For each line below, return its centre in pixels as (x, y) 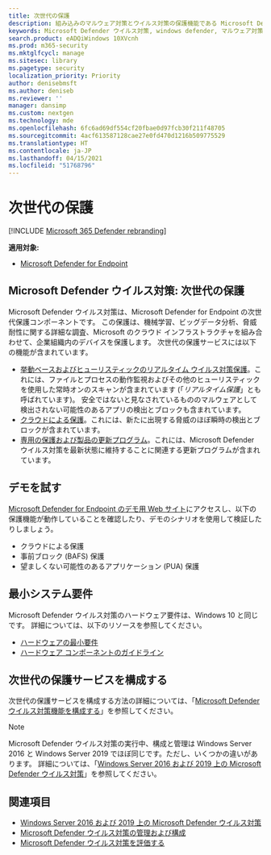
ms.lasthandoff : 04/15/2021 (56, 158)
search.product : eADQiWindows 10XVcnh (73, 38)
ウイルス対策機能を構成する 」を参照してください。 (93, 711)
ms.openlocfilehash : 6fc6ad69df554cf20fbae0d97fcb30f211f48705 (117, 128)
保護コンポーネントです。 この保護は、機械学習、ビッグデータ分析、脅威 (136, 322)
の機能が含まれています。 (50, 352)
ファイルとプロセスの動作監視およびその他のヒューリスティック (154, 379)
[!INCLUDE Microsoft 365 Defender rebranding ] (88, 231)
